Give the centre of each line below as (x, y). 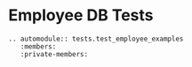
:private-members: (54, 54)
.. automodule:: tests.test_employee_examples (96, 39)
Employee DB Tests (81, 15)
